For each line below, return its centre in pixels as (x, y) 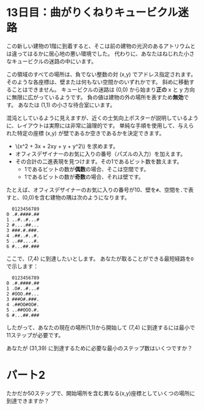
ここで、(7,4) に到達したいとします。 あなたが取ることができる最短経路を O (100, 258)
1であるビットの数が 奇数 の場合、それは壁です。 (84, 177)
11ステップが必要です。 (35, 335)
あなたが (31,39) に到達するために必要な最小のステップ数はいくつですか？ (100, 348)
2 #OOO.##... (23, 294)
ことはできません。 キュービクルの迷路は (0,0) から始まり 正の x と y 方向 (103, 89)
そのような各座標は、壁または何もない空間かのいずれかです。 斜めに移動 (98, 82)
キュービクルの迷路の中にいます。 (54, 61)
